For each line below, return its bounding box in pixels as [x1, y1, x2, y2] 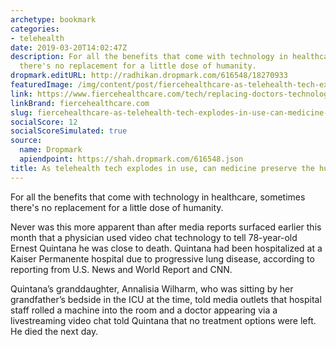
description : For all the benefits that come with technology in [10, 52, 288, 62]
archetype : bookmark [10, 14, 97, 25]
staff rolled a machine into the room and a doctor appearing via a [10, 304, 278, 316]
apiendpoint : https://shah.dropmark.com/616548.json [19, 154, 244, 164]
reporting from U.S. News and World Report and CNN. [10, 263, 233, 275]
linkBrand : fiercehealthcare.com [10, 98, 150, 108]
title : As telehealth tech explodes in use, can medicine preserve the [10, 163, 315, 173]
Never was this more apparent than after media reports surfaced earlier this [10, 221, 322, 233]
